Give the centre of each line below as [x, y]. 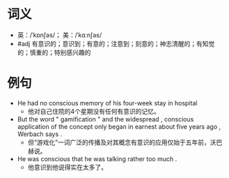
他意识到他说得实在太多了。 [68, 167]
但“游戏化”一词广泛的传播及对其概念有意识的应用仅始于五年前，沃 [122, 142]
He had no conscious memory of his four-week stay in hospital [107, 103]
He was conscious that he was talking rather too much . [97, 158]
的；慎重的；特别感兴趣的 [54, 52]
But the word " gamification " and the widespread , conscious [105, 119]
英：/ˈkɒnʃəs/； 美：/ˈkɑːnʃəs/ [60, 35]
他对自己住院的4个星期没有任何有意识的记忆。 [94, 111]
